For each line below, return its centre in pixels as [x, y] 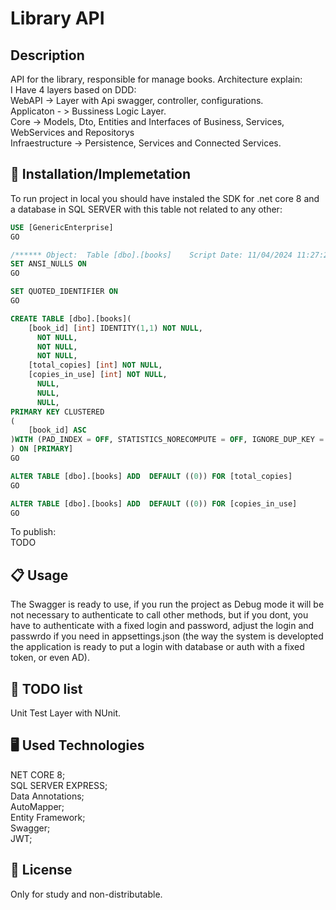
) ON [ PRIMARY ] [42, 449]
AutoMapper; [37, 806]
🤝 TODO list [46, 688]
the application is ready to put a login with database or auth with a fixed [157, 647]
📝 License [41, 870]
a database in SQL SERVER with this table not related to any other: [146, 209]
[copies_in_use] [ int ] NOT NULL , [98, 375]
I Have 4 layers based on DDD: [73, 90]
